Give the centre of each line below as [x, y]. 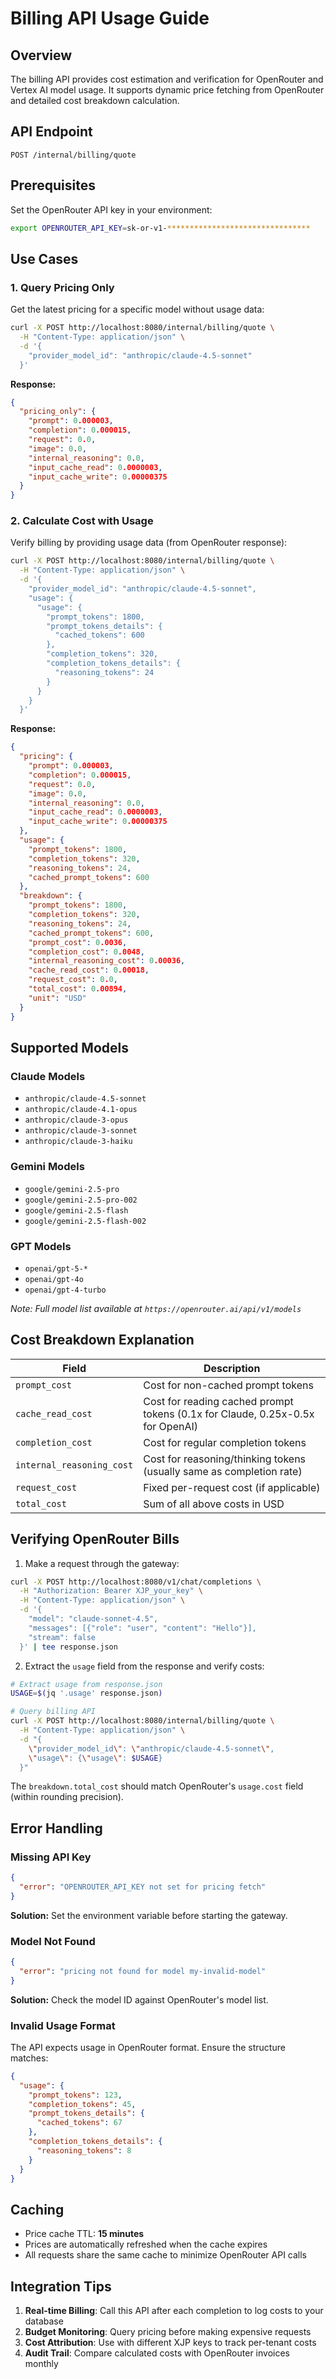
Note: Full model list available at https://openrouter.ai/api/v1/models [156, 1308]
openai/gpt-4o [54, 1279]
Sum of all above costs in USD [214, 1504]
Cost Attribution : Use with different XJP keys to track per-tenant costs [170, 2343]
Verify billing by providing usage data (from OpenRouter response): [149, 543]
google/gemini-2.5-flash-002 [85, 1221]
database [44, 2321]
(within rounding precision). [67, 1797]
